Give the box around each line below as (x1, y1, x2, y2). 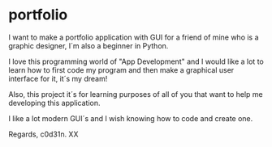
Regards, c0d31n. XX (8, 129, 79, 139)
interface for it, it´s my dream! (8, 73, 108, 83)
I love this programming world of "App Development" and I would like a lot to (8, 57, 264, 66)
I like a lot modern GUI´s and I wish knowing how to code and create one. (8, 113, 253, 123)
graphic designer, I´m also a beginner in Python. (8, 40, 169, 50)
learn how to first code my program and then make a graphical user (8, 65, 235, 74)
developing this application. (8, 98, 101, 107)
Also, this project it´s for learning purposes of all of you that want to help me (8, 89, 264, 99)
